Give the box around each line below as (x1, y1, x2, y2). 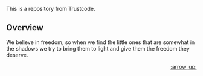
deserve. (6, 51, 28, 59)
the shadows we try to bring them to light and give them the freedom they (6, 45, 190, 52)
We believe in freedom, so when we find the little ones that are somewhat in (6, 39, 195, 46)
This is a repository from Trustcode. (6, 5, 95, 12)
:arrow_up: (170, 63, 197, 70)
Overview (6, 22, 44, 33)
